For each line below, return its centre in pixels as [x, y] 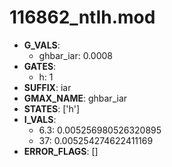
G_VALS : [42, 45]
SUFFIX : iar [47, 87]
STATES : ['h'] [52, 108]
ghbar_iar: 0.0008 [75, 55]
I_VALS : [40, 119]
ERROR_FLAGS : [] [61, 151]
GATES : [40, 66]
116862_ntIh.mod [82, 17]
